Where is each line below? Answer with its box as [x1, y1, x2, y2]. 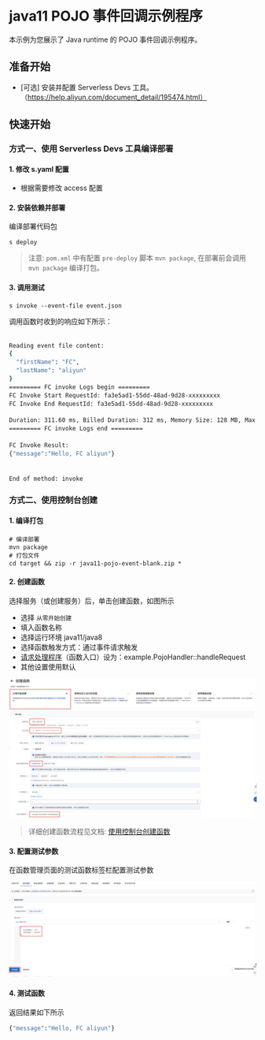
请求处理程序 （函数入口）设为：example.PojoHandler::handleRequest [20, 652, 246, 662]
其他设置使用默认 [20, 662, 76, 671]
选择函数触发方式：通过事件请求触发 [20, 642, 138, 651]
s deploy [9, 238, 38, 247]
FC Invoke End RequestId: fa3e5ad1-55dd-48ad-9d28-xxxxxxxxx [9, 400, 214, 408]
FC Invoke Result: [9, 442, 69, 449]
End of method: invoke [9, 475, 83, 483]
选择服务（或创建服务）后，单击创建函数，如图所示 [9, 596, 175, 606]
